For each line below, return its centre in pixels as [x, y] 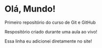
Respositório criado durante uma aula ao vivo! [51, 32]
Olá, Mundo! [30, 9]
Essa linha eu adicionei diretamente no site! [48, 41]
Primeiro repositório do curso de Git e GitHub [50, 22]
